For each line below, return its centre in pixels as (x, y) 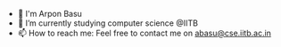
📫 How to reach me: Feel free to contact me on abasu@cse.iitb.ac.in (145, 33)
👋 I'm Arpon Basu (50, 14)
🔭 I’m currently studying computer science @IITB (108, 23)
